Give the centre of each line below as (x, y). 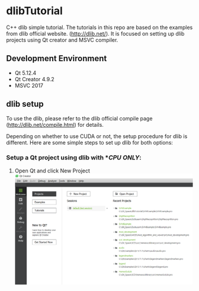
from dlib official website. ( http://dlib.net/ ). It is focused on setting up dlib (95, 33)
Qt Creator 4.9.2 (34, 79)
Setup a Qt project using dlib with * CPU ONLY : (74, 158)
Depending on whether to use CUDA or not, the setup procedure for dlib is (97, 136)
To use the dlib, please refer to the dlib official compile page (79, 118)
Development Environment (57, 58)
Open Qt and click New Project (52, 171)
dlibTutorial (35, 11)
